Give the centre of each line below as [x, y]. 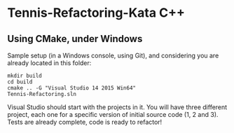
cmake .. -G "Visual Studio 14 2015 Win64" [72, 88]
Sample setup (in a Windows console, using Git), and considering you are [113, 55]
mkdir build [25, 76]
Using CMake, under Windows [75, 39]
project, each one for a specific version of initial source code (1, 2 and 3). [113, 114]
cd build [20, 82]
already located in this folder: [49, 63]
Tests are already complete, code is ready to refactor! [85, 122]
